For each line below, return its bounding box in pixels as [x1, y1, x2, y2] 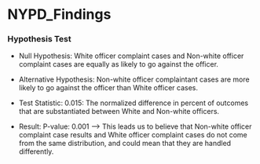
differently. [18, 147, 54, 156]
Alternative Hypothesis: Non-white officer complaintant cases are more [18, 75, 250, 84]
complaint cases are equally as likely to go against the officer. [18, 60, 219, 69]
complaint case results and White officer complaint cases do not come [18, 130, 248, 140]
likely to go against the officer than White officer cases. [18, 83, 198, 93]
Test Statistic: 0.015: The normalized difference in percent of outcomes [18, 98, 249, 108]
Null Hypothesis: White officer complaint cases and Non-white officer [18, 51, 244, 60]
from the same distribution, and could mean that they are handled [18, 139, 232, 148]
